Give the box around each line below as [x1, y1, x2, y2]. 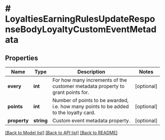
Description [77, 68, 106, 75]
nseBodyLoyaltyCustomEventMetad [5, 24, 157, 35]
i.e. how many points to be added [52, 103, 129, 110]
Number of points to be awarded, [52, 97, 129, 104]
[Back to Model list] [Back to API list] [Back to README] [5, 130, 118, 136]
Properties [5, 54, 38, 62]
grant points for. [52, 89, 89, 96]
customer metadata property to [52, 83, 125, 89]
